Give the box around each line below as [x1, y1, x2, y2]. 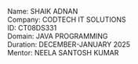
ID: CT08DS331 [7, 23, 57, 32]
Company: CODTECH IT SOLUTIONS [7, 15, 126, 24]
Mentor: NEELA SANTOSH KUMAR [7, 48, 119, 57]
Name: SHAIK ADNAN [7, 7, 78, 16]
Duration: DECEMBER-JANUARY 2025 [7, 40, 131, 49]
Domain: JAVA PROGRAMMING [7, 31, 108, 41]
